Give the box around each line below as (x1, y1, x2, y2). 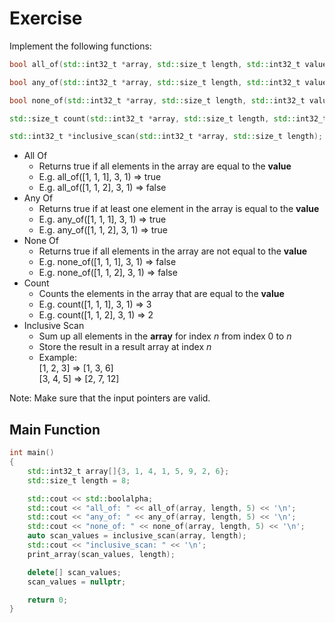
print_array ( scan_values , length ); (27, 549, 176, 559)
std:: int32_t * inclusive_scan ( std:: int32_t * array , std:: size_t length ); (9, 132, 324, 142)
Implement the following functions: (9, 40, 152, 52)
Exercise (9, 7, 83, 30)
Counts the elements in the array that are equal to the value (38, 288, 285, 300)
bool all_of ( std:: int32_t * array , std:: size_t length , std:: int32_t (9, 59, 301, 69)
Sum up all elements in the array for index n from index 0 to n (38, 330, 292, 342)
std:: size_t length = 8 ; (27, 475, 131, 486)
